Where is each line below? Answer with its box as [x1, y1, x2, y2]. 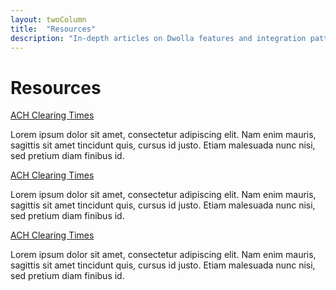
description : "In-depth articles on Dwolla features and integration [10, 33, 307, 43]
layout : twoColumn [10, 14, 87, 25]
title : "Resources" [10, 24, 97, 34]
